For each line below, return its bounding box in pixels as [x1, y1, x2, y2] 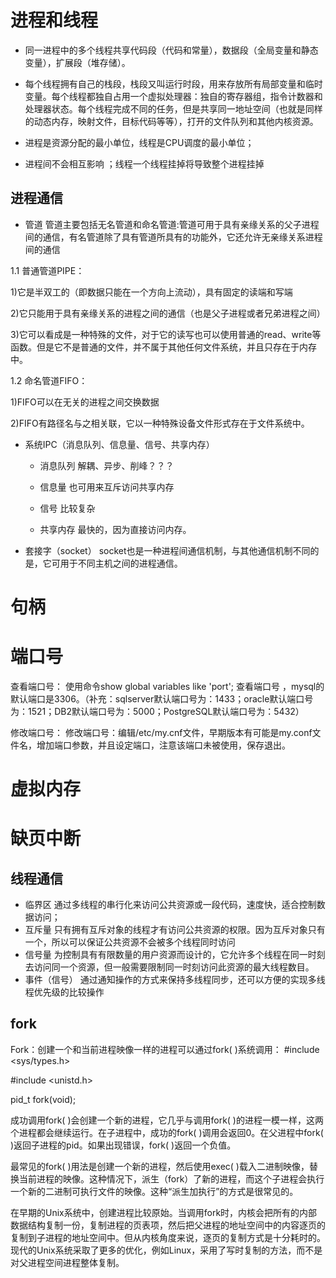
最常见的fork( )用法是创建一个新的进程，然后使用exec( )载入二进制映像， [10, 1160, 310, 1172]
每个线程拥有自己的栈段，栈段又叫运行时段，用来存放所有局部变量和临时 [24, 77, 323, 90]
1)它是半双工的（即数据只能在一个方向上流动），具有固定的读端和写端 [10, 286, 293, 298]
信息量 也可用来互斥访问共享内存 [39, 481, 175, 493]
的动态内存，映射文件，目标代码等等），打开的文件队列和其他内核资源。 [24, 115, 319, 127]
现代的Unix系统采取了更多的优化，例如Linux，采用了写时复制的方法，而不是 [10, 1244, 323, 1256]
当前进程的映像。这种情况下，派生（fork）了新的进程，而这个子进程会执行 [18, 1172, 325, 1185]
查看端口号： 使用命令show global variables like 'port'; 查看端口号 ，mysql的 [10, 680, 325, 692]
